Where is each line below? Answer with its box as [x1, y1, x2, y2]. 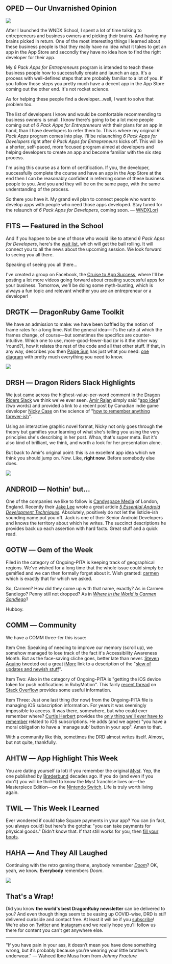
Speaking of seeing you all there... [6, 261, 78, 268]
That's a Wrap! [6, 892, 54, 901]
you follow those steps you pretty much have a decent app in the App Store [6, 80, 165, 86]
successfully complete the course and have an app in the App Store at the [6, 170, 162, 176]
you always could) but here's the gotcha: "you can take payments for [6, 823, 151, 829]
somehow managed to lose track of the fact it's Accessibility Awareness [6, 649, 158, 656]
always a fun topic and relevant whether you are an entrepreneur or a [6, 287, 152, 294]
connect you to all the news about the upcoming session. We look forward [6, 246, 162, 252]
